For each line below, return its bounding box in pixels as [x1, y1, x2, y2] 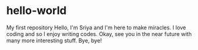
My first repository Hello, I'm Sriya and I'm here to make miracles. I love [6, 24, 186, 31]
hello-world [6, 4, 67, 18]
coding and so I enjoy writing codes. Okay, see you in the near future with [6, 30, 192, 37]
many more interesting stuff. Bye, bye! [6, 37, 102, 44]
